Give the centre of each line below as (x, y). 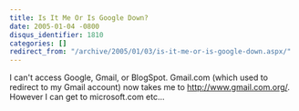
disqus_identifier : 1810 (57, 35)
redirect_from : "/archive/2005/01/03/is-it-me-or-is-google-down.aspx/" (150, 52)
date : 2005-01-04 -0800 (55, 26)
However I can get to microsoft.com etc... (88, 97)
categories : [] (38, 43)
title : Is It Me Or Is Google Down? (79, 18)
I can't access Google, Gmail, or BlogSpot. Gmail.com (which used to (139, 77)
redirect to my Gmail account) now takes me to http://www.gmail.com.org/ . (149, 87)
